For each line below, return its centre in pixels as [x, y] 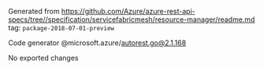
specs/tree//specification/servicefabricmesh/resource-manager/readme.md [131, 19]
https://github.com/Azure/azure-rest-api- [128, 11]
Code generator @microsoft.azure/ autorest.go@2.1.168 [97, 43]
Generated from [34, 11]
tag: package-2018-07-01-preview [61, 28]
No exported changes [43, 58]
